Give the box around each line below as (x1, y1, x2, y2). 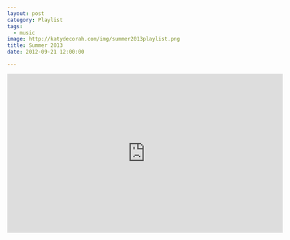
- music (13, 29, 36, 36)
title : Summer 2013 (7, 42, 63, 49)
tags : (7, 23, 23, 30)
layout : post (7, 10, 45, 17)
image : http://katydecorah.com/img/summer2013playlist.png (7, 36, 180, 43)
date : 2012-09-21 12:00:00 (7, 49, 85, 56)
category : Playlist (7, 17, 63, 23)
